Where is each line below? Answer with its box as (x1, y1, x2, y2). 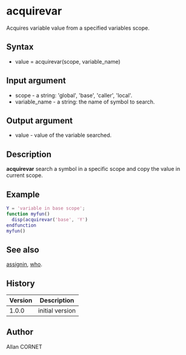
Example (6, 189, 40, 199)
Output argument (6, 115, 73, 125)
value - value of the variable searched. (15, 131, 112, 139)
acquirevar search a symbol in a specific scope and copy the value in (6, 165, 181, 173)
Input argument (6, 76, 66, 86)
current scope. (6, 171, 44, 179)
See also (6, 244, 39, 255)
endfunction (6, 222, 36, 228)
